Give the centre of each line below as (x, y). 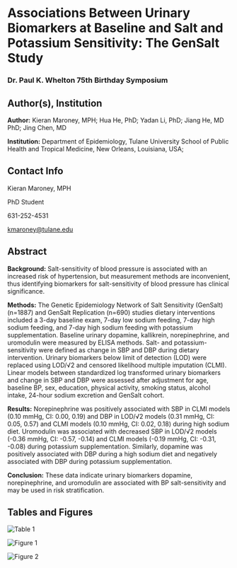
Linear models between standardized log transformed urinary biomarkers (114, 372)
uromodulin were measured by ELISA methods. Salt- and (90, 342)
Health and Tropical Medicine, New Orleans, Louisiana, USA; (96, 149)
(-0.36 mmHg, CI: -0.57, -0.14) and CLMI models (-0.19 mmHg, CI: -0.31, (112, 439)
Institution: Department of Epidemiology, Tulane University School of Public (118, 141)
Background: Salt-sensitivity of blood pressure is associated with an (107, 268)
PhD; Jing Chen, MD (37, 127)
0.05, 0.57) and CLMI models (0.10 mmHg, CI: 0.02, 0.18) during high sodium (118, 424)
